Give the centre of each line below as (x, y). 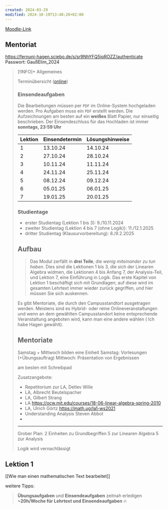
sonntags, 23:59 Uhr (39, 127)
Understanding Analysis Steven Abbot (64, 414)
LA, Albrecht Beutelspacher (53, 392)
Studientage (33, 212)
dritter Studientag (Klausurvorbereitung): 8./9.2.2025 (79, 233)
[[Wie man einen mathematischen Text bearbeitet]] (58, 476)
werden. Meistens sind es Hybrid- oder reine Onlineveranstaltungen (87, 308)
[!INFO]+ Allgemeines (40, 72)
